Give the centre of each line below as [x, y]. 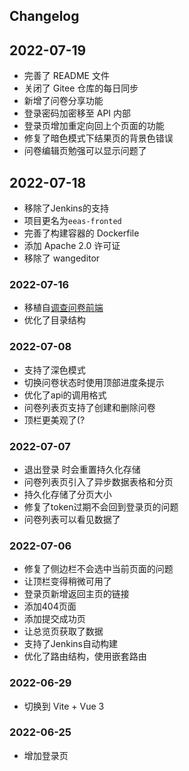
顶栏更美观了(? [54, 420]
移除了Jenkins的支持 [66, 208]
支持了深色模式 [54, 370]
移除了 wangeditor [62, 258]
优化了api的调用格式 [65, 395]
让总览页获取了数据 [63, 631]
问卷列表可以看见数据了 [72, 519]
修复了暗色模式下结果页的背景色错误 [98, 138]
